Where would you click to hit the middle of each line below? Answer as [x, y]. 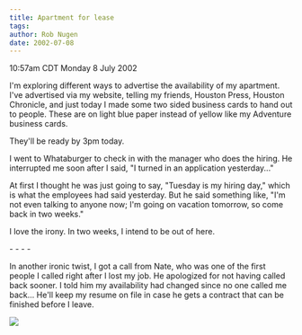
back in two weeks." [47, 214]
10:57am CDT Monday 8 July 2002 [73, 68]
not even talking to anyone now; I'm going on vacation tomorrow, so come [147, 205]
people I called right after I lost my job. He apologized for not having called [147, 276]
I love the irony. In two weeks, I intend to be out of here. [112, 232]
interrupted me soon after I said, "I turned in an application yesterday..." [142, 168]
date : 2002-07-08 [42, 43]
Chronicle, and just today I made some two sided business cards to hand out [151, 105]
